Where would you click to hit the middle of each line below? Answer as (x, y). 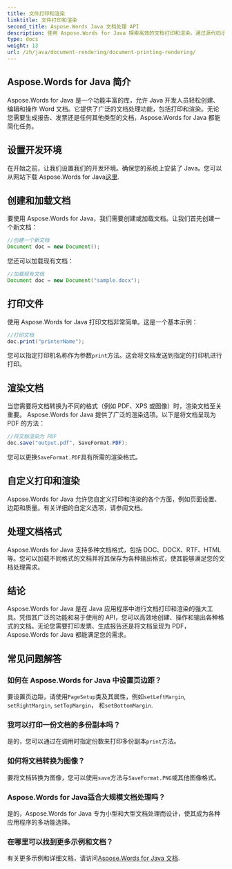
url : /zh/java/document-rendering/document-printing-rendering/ (101, 53)
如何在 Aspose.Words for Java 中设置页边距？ (85, 680)
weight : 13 (23, 46)
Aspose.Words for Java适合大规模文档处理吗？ (86, 797)
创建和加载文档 (39, 201)
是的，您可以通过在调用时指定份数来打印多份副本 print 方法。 (94, 741)
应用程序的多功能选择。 (40, 822)
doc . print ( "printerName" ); (46, 341)
